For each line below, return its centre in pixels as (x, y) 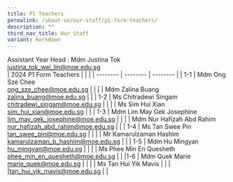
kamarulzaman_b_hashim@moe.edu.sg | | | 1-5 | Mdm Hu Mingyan (103, 141)
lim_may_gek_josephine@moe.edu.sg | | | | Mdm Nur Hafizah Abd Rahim (112, 119)
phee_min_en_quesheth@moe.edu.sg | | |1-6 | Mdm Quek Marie (99, 156)
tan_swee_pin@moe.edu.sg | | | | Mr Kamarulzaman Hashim (93, 134)
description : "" (31, 27)
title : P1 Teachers (36, 14)
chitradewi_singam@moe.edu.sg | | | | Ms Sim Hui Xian (86, 104)
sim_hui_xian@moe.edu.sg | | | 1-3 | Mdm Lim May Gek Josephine (102, 112)
